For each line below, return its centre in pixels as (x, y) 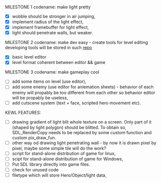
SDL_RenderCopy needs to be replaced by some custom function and (82, 132)
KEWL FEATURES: (23, 112)
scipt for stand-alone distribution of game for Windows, (68, 159)
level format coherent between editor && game (59, 62)
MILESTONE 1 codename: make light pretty (48, 7)
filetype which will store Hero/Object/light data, (59, 175)
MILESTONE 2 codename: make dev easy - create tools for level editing (76, 43)
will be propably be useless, (40, 98)
